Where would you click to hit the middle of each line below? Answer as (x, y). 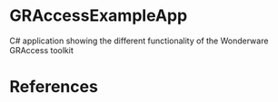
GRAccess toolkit (42, 50)
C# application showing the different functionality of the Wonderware (139, 41)
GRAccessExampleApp (99, 16)
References (54, 87)
